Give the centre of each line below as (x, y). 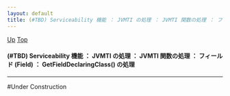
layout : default (30, 13)
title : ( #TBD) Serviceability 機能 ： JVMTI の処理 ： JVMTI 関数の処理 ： (111, 20)
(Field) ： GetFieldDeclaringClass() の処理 (75, 64)
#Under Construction (37, 86)
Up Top (17, 39)
